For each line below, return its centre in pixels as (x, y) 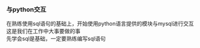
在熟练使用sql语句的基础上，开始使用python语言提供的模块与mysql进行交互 (100, 24)
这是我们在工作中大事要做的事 (43, 31)
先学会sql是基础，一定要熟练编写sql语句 (56, 39)
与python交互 (26, 9)
